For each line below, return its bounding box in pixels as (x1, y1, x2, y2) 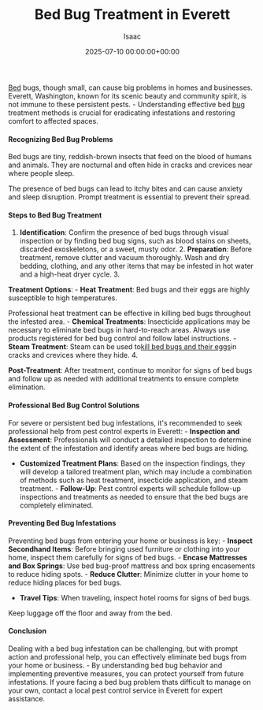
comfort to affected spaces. (8, 116, 98, 125)
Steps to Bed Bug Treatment (8, 210, 102, 220)
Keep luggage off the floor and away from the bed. (8, 608, 173, 618)
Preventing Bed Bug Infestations (8, 519, 117, 528)
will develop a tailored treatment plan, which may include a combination (19, 467, 252, 476)
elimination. (8, 382, 46, 392)
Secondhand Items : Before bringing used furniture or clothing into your (8, 544, 241, 553)
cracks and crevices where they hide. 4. (8, 351, 139, 360)
